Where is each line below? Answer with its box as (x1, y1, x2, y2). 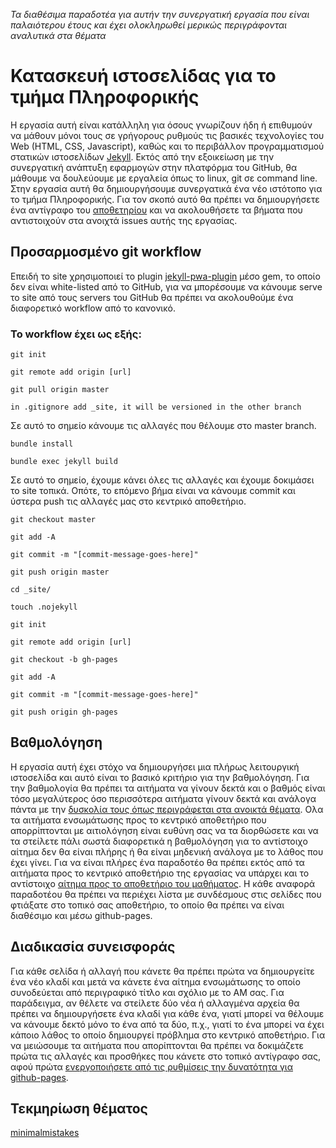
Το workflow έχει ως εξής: (10, 327, 142, 341)
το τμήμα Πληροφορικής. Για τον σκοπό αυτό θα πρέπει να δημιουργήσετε (10, 193, 320, 205)
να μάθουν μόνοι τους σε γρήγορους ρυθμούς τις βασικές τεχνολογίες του (10, 129, 325, 141)
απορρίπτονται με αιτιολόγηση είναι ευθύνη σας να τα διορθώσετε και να (10, 824, 319, 836)
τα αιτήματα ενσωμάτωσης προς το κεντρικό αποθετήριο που (10, 814, 267, 826)
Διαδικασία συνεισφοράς (10, 939, 176, 956)
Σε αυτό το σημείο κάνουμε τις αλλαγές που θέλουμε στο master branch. (10, 420, 317, 432)
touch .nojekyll (10, 602, 78, 613)
